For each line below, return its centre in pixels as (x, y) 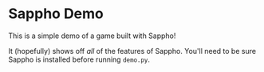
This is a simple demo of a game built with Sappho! (92, 36)
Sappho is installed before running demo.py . (79, 59)
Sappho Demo (56, 14)
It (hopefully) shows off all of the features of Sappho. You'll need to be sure (132, 51)
